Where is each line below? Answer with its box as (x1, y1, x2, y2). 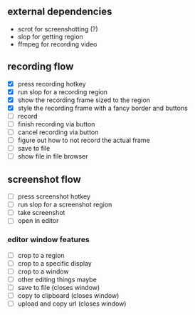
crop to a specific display (17, 259, 93, 267)
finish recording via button (17, 119, 95, 128)
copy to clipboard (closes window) (17, 291, 120, 299)
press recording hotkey (17, 79, 87, 88)
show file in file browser (17, 152, 88, 161)
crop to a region (17, 251, 65, 259)
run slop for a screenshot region (17, 200, 112, 209)
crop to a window (17, 267, 69, 276)
